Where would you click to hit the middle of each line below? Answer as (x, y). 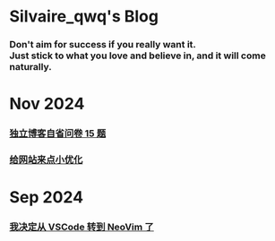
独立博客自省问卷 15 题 (58, 133)
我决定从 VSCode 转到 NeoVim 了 (82, 228)
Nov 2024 (47, 104)
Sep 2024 (46, 198)
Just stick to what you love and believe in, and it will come (137, 56)
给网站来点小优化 (46, 160)
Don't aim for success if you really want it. (103, 45)
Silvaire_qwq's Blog (84, 17)
